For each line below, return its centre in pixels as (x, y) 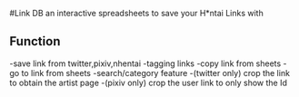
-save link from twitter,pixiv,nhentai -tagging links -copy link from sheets (145, 63)
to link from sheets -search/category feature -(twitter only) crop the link (156, 73)
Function (35, 41)
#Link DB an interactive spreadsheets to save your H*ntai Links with (136, 13)
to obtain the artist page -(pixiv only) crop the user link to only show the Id (149, 82)
